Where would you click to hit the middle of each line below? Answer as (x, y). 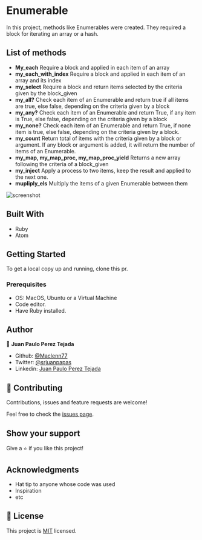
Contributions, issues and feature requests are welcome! (77, 402)
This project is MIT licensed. (41, 530)
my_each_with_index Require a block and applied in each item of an (100, 74)
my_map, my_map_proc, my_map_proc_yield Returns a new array (98, 158)
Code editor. (31, 304)
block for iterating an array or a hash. (52, 33)
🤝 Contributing (34, 388)
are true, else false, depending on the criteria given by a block (92, 106)
